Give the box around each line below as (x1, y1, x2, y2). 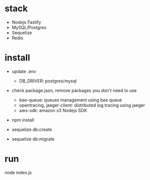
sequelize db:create (11, 126, 52, 132)
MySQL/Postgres (11, 24, 47, 30)
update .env (11, 68, 36, 74)
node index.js (4, 169, 32, 175)
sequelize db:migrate (11, 136, 55, 142)
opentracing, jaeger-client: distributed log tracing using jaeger (19, 102, 146, 108)
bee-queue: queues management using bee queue (19, 97, 122, 103)
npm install (11, 117, 34, 123)
